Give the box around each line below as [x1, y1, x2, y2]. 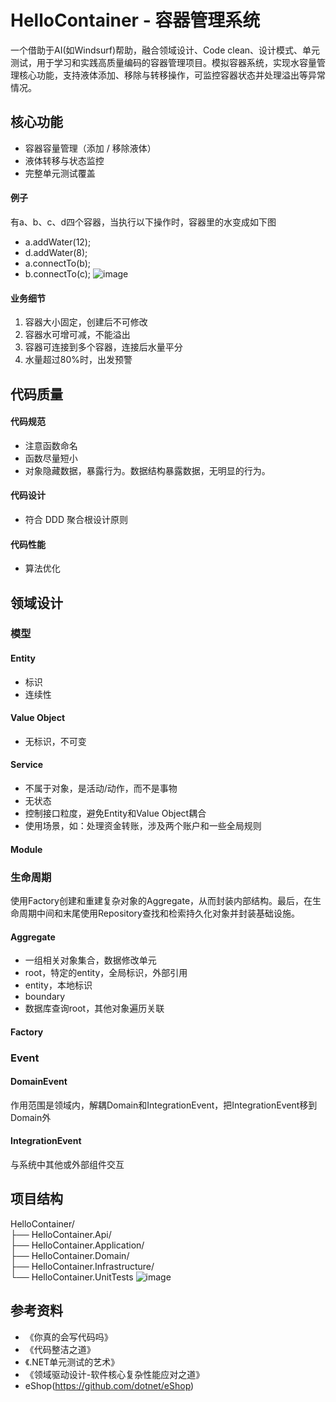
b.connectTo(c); [24, 267, 92, 280]
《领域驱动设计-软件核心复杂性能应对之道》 [24, 1368, 205, 1380]
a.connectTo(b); [24, 257, 92, 269]
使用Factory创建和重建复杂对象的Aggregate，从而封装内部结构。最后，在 [10, 894, 313, 906]
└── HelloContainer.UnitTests [10, 1271, 134, 1283]
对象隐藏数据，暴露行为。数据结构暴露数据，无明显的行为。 [24, 464, 271, 476]
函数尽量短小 [24, 452, 78, 464]
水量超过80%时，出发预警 [24, 354, 133, 366]
